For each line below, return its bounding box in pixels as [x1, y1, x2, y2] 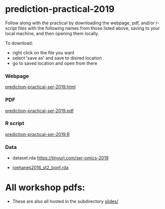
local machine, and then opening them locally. [5, 30, 99, 36]
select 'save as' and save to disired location [12, 55, 102, 61]
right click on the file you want [12, 50, 75, 56]
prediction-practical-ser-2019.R [5, 131, 70, 137]
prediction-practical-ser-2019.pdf [5, 108, 74, 114]
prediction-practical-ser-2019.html [5, 84, 76, 90]
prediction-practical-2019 [5, 3, 115, 15]
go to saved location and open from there [12, 60, 98, 66]
